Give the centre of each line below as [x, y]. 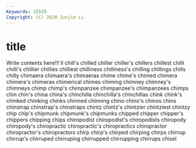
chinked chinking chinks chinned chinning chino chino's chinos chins [91, 101]
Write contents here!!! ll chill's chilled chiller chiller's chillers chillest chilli [95, 63]
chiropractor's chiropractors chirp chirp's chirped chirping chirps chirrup [96, 133]
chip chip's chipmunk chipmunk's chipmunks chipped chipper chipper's [95, 114]
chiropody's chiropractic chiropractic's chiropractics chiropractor [87, 126]
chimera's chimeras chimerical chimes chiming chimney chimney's [89, 82]
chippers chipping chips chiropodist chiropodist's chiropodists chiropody [96, 120]
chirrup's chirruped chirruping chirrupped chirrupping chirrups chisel [91, 139]
